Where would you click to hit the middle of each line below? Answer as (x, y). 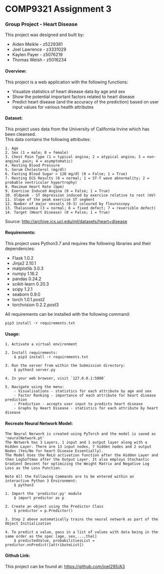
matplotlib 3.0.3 (28, 268)
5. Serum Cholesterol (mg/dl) (36, 169)
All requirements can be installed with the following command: (68, 314)
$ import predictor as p (39, 498)
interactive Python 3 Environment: (41, 481)
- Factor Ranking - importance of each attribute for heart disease (85, 396)
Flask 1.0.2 (23, 258)
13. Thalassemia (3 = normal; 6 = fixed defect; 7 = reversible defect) (81, 208)
